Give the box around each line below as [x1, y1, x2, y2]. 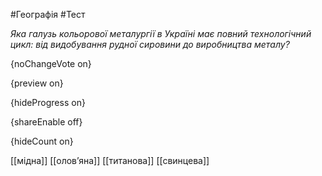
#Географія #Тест [10, 9, 86, 20]
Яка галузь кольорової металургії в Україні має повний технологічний [10, 28, 312, 39]
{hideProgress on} [10, 97, 86, 108]
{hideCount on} [10, 135, 74, 147]
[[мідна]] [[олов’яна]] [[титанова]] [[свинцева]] [10, 155, 210, 166]
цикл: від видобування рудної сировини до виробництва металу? [10, 39, 290, 50]
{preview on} [10, 77, 64, 89]
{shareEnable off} [10, 116, 83, 128]
